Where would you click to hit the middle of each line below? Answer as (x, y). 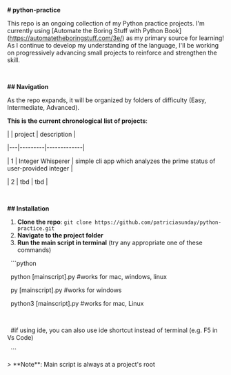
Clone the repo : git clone (54, 222)
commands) (34, 250)
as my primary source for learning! (175, 38)
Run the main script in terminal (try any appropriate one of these (110, 242)
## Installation (28, 209)
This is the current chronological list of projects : (78, 121)
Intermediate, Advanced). (43, 107)
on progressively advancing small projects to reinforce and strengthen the (112, 52)
